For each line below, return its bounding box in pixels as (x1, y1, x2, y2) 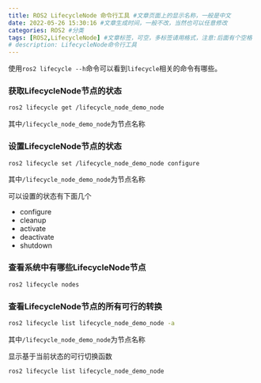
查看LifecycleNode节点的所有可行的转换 (8, 301, 163, 312)
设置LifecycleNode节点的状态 (8, 141, 123, 152)
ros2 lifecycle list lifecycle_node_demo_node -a (8, 319, 176, 327)
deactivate (19, 233, 55, 242)
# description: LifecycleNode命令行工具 (8, 41, 137, 49)
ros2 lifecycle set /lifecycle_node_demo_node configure (8, 159, 200, 167)
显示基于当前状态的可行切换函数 (8, 351, 112, 361)
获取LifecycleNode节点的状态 (8, 85, 123, 97)
